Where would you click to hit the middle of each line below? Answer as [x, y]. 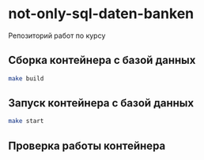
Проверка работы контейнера [87, 145]
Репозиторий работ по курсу [57, 35]
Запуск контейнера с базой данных [101, 103]
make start [26, 121]
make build [26, 78]
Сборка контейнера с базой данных [102, 60]
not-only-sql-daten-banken [101, 14]
